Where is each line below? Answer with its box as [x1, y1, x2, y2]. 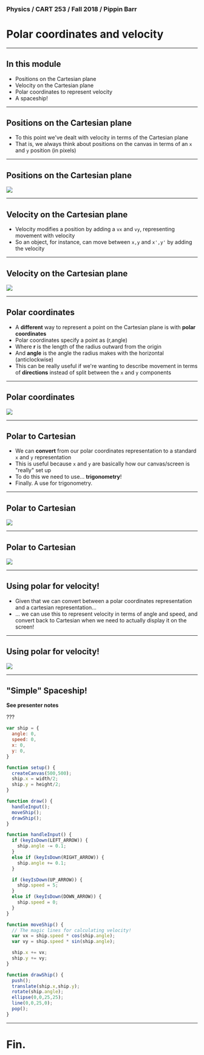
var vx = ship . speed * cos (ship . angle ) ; [12, 933, 115, 939]
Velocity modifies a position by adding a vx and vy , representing [15, 226, 175, 233]
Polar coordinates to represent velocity [15, 88, 113, 96]
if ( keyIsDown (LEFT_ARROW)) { [12, 837, 88, 844]
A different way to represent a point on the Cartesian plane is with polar [15, 323, 196, 330]
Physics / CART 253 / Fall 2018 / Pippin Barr [6, 5, 138, 13]
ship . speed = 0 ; [17, 899, 59, 905]
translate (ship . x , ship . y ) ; [12, 983, 80, 989]
